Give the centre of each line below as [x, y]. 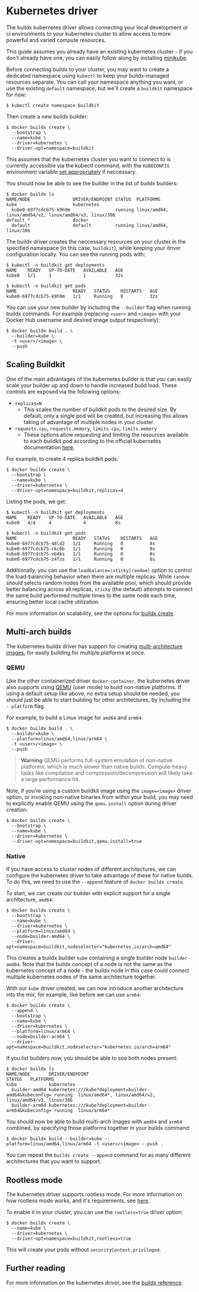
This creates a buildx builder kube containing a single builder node [87, 958]
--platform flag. [26, 706]
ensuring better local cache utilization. [53, 602]
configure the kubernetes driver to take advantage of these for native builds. [100, 876]
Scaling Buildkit [36, 364]
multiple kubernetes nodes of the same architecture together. [81, 977]
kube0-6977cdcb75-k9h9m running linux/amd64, [90, 210]
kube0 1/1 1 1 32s [65, 275]
